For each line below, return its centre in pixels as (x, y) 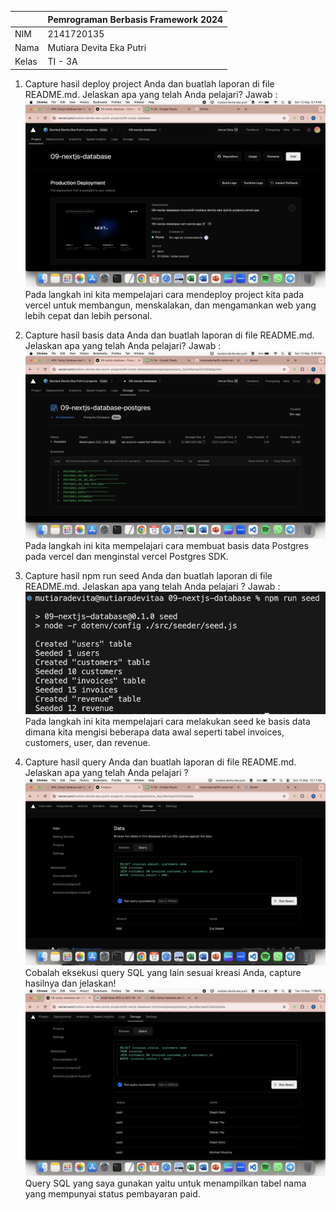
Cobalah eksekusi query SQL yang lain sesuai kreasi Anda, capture (163, 973)
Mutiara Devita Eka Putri (97, 47)
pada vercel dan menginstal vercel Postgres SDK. (126, 556)
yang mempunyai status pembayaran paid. (112, 1194)
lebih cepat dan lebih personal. (88, 315)
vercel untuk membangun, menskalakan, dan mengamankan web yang (170, 305)
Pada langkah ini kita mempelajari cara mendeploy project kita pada (164, 294)
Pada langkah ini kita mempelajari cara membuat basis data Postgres (166, 545)
